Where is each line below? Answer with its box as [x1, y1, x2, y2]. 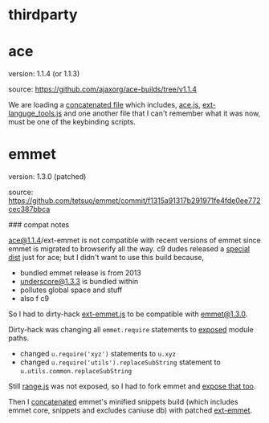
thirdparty [8, 6, 78, 24]
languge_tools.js [8, 108, 63, 118]
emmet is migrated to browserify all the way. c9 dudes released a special [8, 244, 251, 254]
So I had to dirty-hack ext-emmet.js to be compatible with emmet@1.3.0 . [8, 309, 248, 319]
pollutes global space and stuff [19, 285, 123, 295]
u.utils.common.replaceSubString [19, 368, 132, 376]
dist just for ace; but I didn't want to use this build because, [8, 253, 205, 262]
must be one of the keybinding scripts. [8, 117, 137, 127]
